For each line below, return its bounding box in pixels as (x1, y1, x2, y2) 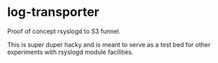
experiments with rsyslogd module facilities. (7, 48, 134, 56)
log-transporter (7, 4, 100, 20)
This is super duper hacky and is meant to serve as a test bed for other (7, 40, 211, 48)
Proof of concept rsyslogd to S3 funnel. (7, 27, 121, 35)
